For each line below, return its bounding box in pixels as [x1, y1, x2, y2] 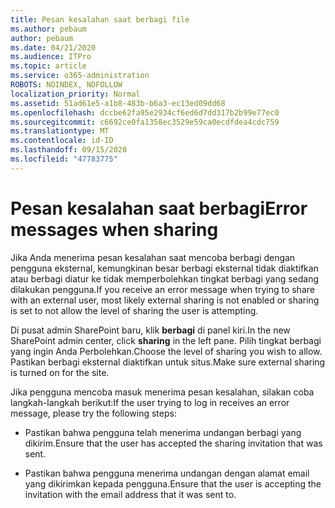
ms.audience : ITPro [10, 52, 92, 62]
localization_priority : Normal [10, 89, 141, 99]
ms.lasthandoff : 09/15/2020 [10, 145, 128, 155]
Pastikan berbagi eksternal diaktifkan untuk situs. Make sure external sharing [10, 356, 326, 368]
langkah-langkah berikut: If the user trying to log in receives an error [10, 396, 290, 408]
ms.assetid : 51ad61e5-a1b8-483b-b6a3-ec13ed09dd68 [10, 98, 226, 108]
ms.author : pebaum [10, 24, 87, 34]
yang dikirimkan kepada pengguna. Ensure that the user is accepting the [24, 477, 322, 490]
